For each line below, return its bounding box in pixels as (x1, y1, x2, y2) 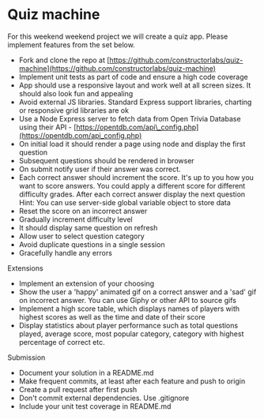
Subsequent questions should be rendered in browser (18, 155, 194, 165)
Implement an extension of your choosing (18, 279, 155, 288)
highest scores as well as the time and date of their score (18, 312, 206, 321)
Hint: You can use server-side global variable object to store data (18, 197, 231, 207)
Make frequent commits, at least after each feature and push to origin (18, 376, 246, 386)
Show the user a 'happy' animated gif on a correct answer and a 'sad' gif (18, 286, 257, 297)
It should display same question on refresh (18, 223, 158, 232)
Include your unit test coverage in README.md (18, 401, 172, 411)
